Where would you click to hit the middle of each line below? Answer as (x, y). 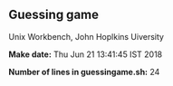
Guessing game (54, 15)
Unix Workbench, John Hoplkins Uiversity (86, 36)
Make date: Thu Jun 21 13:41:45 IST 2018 (86, 54)
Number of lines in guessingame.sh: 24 (84, 72)
